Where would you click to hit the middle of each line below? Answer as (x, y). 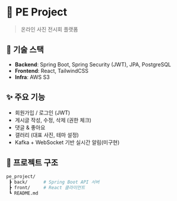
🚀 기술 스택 (25, 50)
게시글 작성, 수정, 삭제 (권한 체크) (53, 120)
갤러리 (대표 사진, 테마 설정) (47, 135)
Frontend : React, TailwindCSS (52, 71)
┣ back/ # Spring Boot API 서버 (54, 182)
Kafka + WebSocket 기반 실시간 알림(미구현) (67, 142)
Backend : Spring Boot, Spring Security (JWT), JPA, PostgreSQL (93, 64)
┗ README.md (23, 193)
